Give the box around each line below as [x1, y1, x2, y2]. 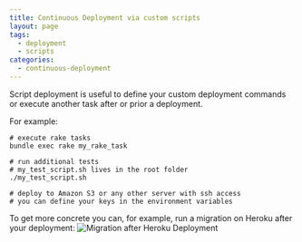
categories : [9, 55, 54, 64]
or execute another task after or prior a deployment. [9, 98, 203, 109]
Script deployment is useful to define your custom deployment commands [9, 88, 287, 100]
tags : [9, 30, 30, 39]
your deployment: [9, 222, 75, 233]
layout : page [9, 22, 59, 31]
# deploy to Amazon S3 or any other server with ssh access [9, 189, 242, 198]
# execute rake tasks [9, 133, 92, 142]
